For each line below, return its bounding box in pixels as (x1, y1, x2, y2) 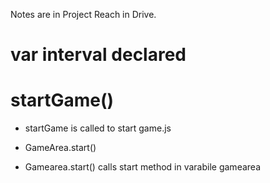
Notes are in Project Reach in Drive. (10, 9, 157, 20)
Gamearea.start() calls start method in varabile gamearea (24, 161, 261, 173)
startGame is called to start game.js (24, 122, 172, 134)
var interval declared (10, 44, 187, 66)
